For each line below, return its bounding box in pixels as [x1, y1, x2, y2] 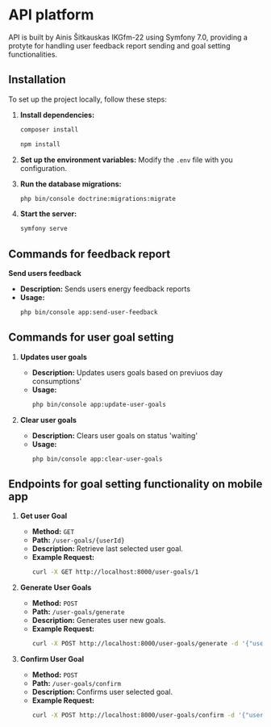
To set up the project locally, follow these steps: [8, 94, 168, 104]
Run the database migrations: [19, 179, 122, 189]
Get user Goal [19, 511, 68, 521]
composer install [19, 125, 79, 134]
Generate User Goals [19, 583, 92, 592]
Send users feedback [8, 269, 82, 278]
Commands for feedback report [8, 247, 171, 261]
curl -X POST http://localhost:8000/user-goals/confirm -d [31, 712, 236, 720]
